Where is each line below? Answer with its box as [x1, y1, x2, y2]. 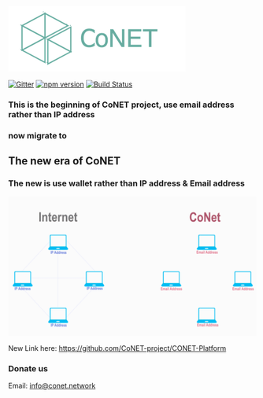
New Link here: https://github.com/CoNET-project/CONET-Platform [8, 344, 227, 353]
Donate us [8, 363, 49, 374]
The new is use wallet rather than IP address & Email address [8, 178, 246, 189]
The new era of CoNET [8, 154, 121, 168]
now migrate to [8, 130, 67, 141]
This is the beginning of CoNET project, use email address [8, 99, 235, 110]
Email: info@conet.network [8, 381, 96, 391]
